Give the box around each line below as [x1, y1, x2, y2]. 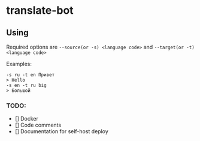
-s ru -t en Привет [6, 72, 55, 78]
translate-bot [6, 4, 74, 17]
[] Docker [14, 115, 39, 122]
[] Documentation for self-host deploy [14, 128, 109, 135]
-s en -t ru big [6, 82, 47, 88]
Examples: [6, 61, 32, 67]
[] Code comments [14, 121, 62, 129]
